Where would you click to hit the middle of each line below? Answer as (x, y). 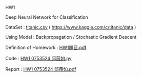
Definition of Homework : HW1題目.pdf (46, 47)
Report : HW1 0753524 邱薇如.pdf (41, 69)
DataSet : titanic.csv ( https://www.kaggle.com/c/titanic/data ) (71, 27)
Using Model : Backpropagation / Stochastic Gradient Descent (71, 37)
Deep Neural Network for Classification (47, 17)
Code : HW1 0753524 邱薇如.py (38, 58)
